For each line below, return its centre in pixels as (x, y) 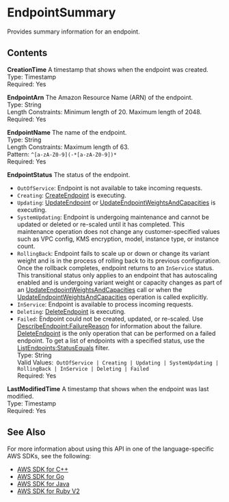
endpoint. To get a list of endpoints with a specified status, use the (111, 341)
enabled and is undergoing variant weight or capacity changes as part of (119, 282)
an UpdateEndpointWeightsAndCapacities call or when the (99, 289)
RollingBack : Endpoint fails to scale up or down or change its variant (113, 253)
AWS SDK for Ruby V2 (48, 491)
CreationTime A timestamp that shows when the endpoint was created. (108, 69)
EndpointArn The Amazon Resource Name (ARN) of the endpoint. (100, 97)
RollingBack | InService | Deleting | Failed (83, 369)
